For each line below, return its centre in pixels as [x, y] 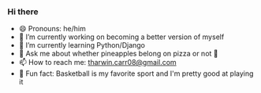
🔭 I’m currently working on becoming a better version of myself [121, 37]
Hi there [23, 12]
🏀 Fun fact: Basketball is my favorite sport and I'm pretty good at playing [136, 73]
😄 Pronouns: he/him [52, 29]
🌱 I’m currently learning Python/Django [82, 45]
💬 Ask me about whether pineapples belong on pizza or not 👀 [118, 54]
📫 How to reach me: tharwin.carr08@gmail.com [97, 63]
